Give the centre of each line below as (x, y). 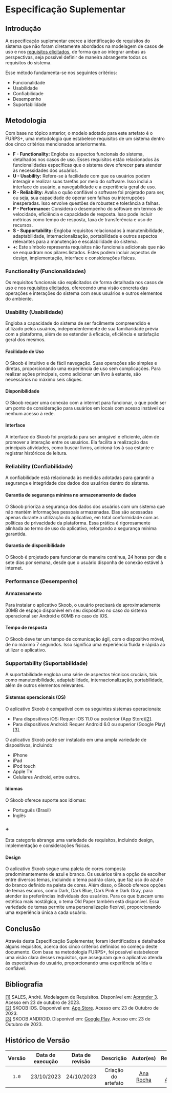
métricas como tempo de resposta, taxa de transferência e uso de (82, 219)
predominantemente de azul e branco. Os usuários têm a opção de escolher (85, 874)
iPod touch (24, 766)
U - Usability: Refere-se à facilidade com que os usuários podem (81, 175)
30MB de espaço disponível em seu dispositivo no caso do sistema (76, 610)
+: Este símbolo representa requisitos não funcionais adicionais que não (89, 247)
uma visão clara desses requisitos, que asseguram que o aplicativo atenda (84, 958)
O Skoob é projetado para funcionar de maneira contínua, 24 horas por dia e (86, 557)
